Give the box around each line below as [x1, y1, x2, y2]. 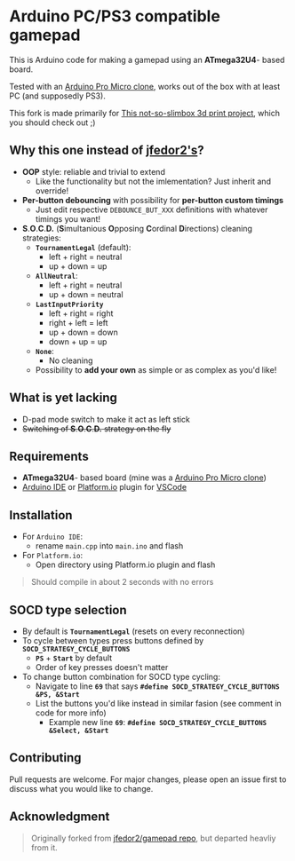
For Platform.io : [21, 550, 83, 561]
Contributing [9, 750, 82, 765]
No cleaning [48, 355, 93, 366]
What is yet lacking [9, 391, 118, 406]
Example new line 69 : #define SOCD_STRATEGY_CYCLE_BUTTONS [48, 717, 267, 727]
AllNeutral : [35, 270, 78, 280]
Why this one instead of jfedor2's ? [9, 143, 204, 158]
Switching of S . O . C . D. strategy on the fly [21, 423, 171, 434]
